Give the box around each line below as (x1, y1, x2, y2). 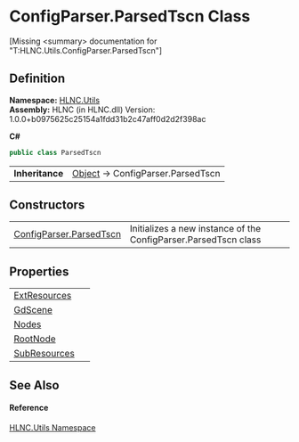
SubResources (13, 348, 76, 360)
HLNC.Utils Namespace (9, 422, 96, 433)
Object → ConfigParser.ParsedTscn (72, 167, 221, 179)
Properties (9, 264, 69, 279)
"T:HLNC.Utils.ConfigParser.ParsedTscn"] (9, 45, 163, 55)
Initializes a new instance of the (129, 223, 262, 235)
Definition (9, 71, 65, 86)
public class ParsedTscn (9, 148, 101, 157)
